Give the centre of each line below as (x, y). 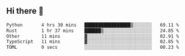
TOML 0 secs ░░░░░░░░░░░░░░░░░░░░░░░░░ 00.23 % (93, 48)
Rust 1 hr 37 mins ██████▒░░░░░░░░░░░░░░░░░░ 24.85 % (93, 31)
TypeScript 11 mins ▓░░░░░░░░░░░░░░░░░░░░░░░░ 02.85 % (93, 42)
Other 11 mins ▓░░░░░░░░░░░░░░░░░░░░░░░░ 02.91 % (93, 36)
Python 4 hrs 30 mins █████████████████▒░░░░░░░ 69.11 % (93, 25)
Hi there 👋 (25, 11)
